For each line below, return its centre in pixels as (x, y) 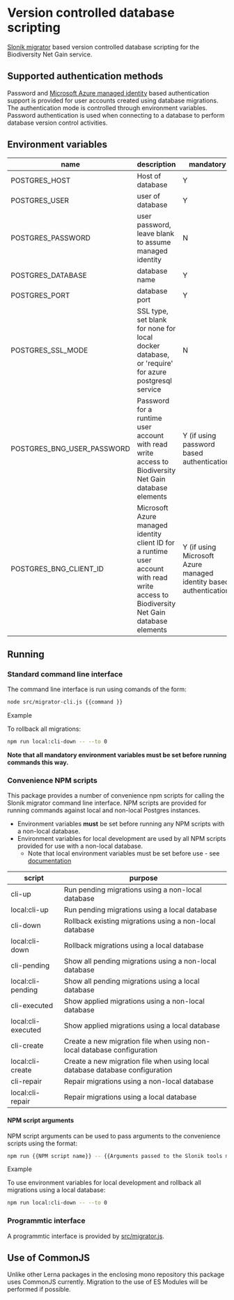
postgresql (154, 380)
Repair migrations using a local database (130, 1097)
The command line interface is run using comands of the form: (97, 689)
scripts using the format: (42, 1143)
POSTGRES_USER (40, 200)
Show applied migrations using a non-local (134, 1001)
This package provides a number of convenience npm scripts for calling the (116, 796)
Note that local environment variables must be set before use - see (124, 853)
